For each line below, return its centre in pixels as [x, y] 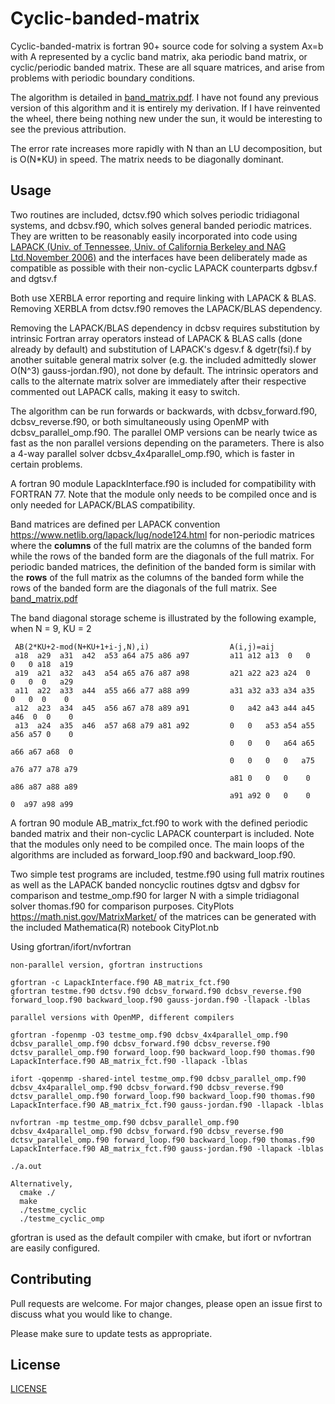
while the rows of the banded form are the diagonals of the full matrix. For [162, 556]
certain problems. [46, 464]
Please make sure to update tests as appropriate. [111, 1333]
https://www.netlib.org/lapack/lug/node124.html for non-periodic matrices [162, 534]
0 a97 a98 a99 [42, 804]
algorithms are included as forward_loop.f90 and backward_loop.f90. [153, 854]
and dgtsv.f [34, 278]
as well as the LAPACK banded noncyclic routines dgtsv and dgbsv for [155, 884]
